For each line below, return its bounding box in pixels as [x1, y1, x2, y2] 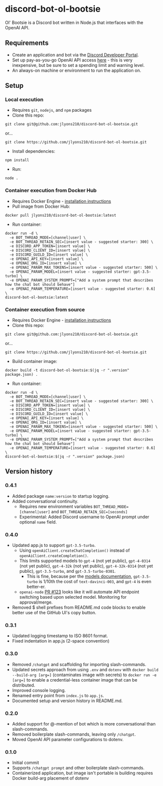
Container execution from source [5, 306, 85, 313]
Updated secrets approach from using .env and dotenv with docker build [12, 666, 159, 672]
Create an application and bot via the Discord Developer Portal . [12, 52, 139, 58]
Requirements [5, 39, 49, 47]
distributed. [12, 682, 36, 688]
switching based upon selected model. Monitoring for [19, 594, 127, 600]
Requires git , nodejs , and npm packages [12, 107, 92, 113]
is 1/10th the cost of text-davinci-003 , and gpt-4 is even [38, 579, 152, 584]
